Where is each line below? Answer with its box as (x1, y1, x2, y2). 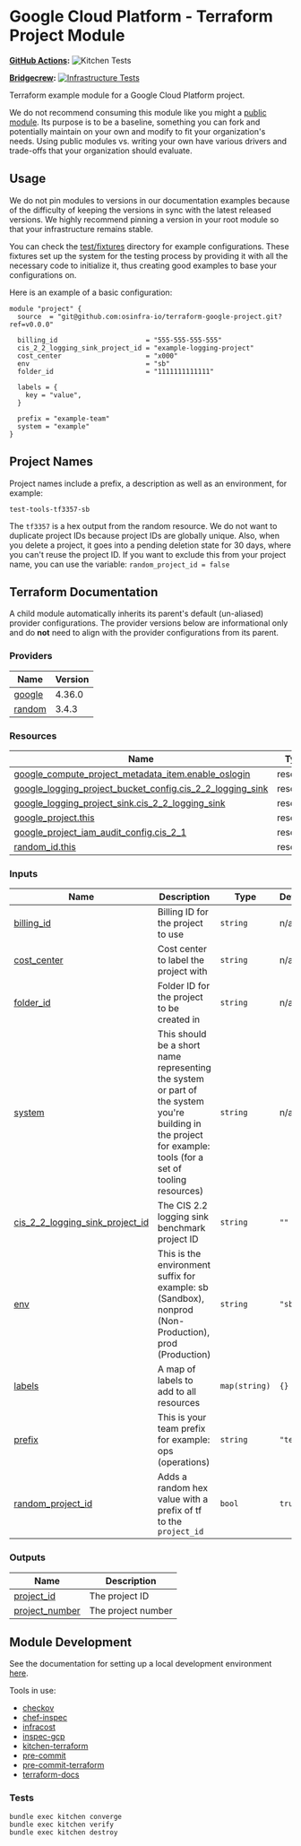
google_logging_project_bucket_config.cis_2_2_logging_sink (13, 782, 269, 794)
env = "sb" (17, 359, 170, 368)
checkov (21, 1703, 55, 1713)
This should (157, 1028, 207, 1041)
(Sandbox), (157, 1293, 204, 1305)
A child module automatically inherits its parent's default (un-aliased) (9, 608, 264, 620)
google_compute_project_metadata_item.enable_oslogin (13, 767, 251, 780)
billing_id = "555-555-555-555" (17, 335, 222, 344)
